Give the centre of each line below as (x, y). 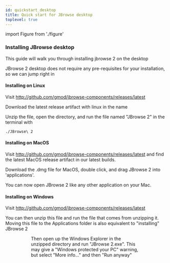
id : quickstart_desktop (31, 10)
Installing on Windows (29, 196)
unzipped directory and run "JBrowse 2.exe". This (83, 244)
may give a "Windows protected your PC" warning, (84, 250)
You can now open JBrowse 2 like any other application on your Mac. (78, 185)
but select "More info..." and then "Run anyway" (81, 255)
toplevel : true (22, 19)
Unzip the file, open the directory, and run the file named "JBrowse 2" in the (85, 117)
